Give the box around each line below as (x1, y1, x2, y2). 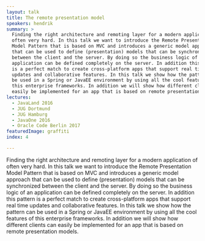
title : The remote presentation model (6, 15, 105, 21)
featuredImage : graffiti (6, 128, 70, 135)
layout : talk (6, 9, 40, 15)
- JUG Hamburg (12, 111, 48, 117)
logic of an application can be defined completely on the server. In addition (6, 188, 195, 196)
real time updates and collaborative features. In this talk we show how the (6, 201, 192, 209)
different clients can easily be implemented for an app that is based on (6, 221, 184, 228)
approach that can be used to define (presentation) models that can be (6, 176, 185, 183)
